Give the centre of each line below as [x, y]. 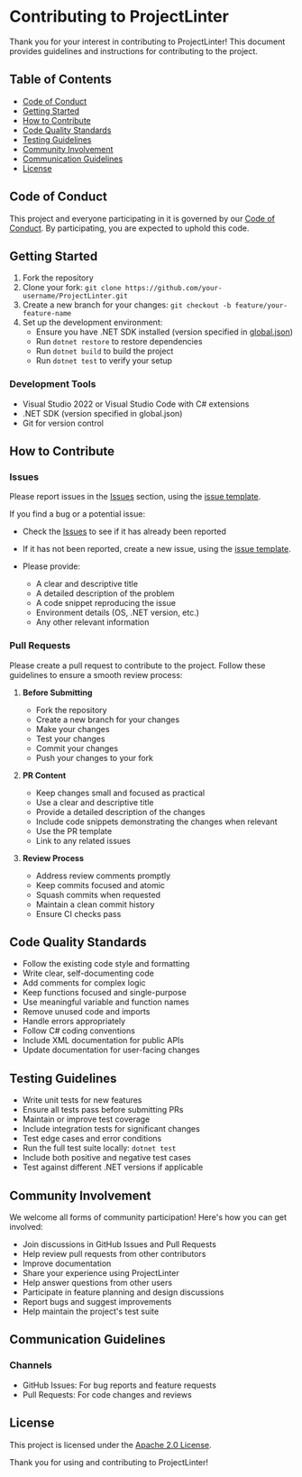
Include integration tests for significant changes [111, 1129]
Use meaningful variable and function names [105, 1002]
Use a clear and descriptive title [95, 802]
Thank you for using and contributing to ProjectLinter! [109, 1462]
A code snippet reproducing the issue [105, 603]
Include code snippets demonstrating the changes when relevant [156, 821]
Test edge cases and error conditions [92, 1139]
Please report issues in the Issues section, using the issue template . [135, 497]
